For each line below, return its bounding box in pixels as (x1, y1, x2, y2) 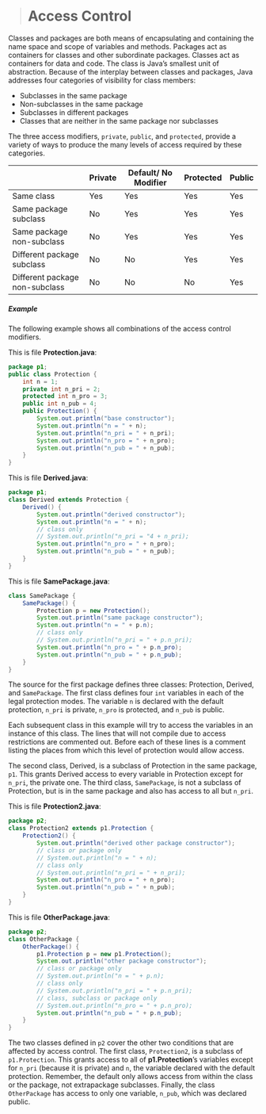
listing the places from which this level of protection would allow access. (8, 745, 245, 756)
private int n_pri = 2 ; (22, 385, 101, 393)
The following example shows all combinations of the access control (8, 323, 231, 333)
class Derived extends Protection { (8, 496, 129, 504)
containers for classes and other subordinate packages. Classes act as (8, 50, 240, 59)
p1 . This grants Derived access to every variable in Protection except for (8, 769, 244, 779)
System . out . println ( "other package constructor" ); (36, 957, 207, 966)
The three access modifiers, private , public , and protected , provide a (8, 131, 236, 141)
